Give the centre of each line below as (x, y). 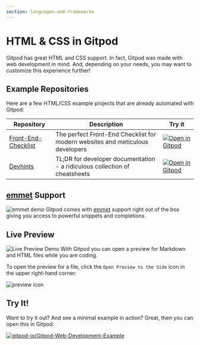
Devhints (21, 166)
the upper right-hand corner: (41, 273)
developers (71, 150)
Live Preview (30, 234)
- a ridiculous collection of (93, 166)
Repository (29, 125)
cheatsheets (73, 174)
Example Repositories (48, 89)
